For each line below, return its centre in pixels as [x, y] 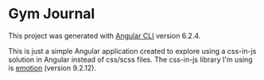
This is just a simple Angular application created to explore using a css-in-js [132, 51]
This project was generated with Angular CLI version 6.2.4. [105, 36]
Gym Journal [52, 14]
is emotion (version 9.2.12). [52, 67]
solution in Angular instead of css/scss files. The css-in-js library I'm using [130, 59]
